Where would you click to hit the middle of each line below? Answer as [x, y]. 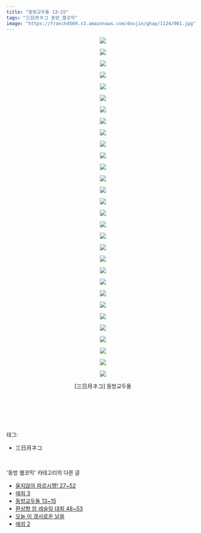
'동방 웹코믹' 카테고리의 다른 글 [43, 473]
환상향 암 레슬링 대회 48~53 [49, 508]
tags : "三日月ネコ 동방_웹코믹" [42, 18]
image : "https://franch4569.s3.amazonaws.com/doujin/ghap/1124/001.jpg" [101, 23]
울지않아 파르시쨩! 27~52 [46, 486]
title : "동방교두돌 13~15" [38, 12]
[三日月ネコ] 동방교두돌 [103, 386]
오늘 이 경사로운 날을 [40, 516]
